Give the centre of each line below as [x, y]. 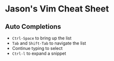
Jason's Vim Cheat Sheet [57, 9]
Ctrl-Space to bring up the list [42, 38]
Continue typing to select [37, 48]
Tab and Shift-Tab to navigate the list [49, 43]
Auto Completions [33, 27]
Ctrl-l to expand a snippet [39, 53]
